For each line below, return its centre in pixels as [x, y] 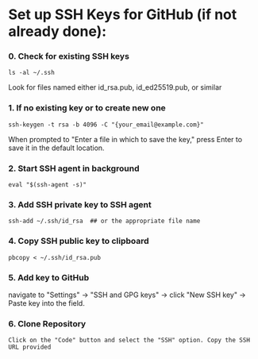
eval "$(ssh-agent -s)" [48, 185]
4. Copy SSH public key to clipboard [79, 241]
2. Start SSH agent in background [74, 168]
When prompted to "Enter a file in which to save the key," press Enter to [125, 139]
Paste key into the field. [46, 303]
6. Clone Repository [47, 323]
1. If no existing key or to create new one [87, 108]
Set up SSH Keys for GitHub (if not [123, 15]
